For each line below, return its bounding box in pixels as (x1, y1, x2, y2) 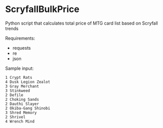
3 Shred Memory (5, 110, 37, 115)
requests (12, 45, 31, 51)
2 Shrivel (5, 114, 26, 119)
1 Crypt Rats (5, 75, 33, 80)
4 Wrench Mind (5, 119, 35, 124)
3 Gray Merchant (5, 84, 39, 89)
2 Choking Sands (5, 97, 39, 102)
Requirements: (5, 35, 35, 41)
